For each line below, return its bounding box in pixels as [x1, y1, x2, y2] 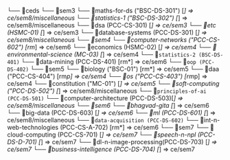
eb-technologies [7, 124, 59, 131]
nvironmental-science [7, 50, 73, 58]
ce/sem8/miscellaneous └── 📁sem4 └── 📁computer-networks [7, 36, 187, 44]
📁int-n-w [200, 116, 220, 124]
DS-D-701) [7, 138, 38, 146]
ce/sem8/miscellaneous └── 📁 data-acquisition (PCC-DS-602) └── [7, 116, 199, 124]
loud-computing [7, 130, 56, 139]
